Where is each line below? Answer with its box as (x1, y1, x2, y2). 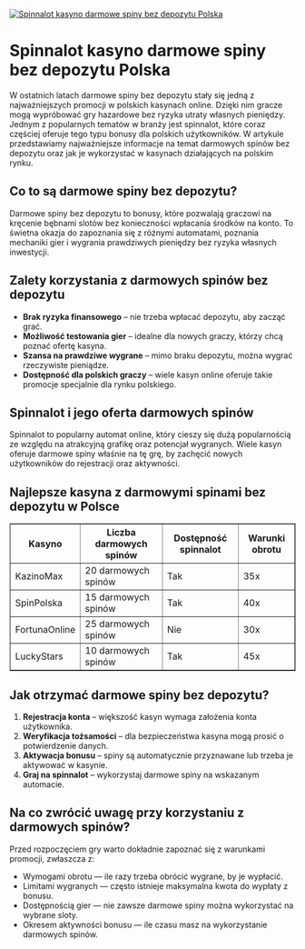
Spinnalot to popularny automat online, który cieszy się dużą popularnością (9, 429, 291, 440)
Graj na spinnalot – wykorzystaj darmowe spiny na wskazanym (22, 769, 260, 780)
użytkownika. (22, 721, 73, 732)
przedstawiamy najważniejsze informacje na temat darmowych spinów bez (9, 137, 290, 149)
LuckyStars (15, 650, 64, 663)
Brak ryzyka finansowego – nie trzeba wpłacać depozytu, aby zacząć (22, 311, 286, 322)
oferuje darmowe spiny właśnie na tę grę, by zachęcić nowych (9, 448, 243, 459)
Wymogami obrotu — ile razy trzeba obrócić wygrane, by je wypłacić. (22, 871, 283, 882)
